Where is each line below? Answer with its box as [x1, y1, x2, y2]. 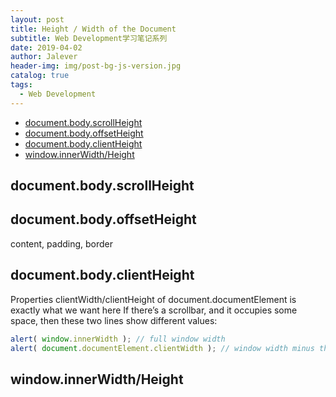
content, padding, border [10, 237, 114, 250]
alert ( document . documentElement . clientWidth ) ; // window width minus [10, 343, 315, 353]
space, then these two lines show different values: [10, 314, 218, 326]
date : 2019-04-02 [10, 42, 83, 53]
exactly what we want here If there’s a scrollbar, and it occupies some [10, 304, 298, 316]
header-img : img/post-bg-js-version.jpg [10, 61, 182, 71]
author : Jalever [10, 52, 78, 62]
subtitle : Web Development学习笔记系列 [10, 33, 168, 43]
